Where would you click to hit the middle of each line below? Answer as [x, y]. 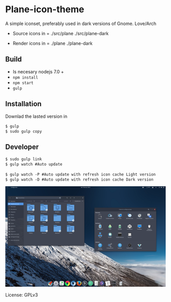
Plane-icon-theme [45, 9]
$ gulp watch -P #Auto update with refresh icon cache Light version [81, 174]
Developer [22, 147]
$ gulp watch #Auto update [34, 164]
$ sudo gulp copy [24, 131]
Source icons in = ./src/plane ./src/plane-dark [61, 33]
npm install [25, 78]
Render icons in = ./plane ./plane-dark [52, 43]
